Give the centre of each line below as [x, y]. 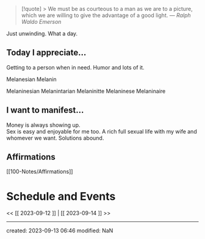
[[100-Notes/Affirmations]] [40, 172]
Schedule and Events [61, 196]
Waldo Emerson [41, 22]
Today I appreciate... [46, 53]
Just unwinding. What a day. [42, 34]
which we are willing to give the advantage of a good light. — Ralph [106, 15]
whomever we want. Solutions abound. [55, 138]
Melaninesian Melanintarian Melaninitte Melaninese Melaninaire [86, 91]
